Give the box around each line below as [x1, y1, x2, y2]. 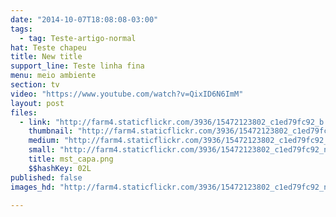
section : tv [10, 80, 60, 90]
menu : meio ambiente [10, 71, 97, 81]
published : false [10, 172, 83, 183]
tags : [10, 24, 33, 34]
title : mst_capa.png [28, 154, 114, 164]
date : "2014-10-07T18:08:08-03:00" [10, 14, 159, 25]
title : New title [10, 52, 83, 62]
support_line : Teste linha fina [10, 61, 145, 71]
